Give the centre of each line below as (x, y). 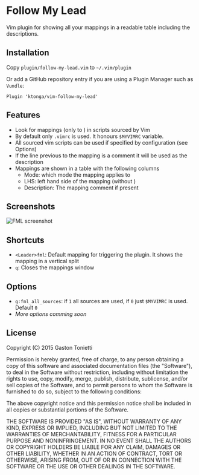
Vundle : (15, 85)
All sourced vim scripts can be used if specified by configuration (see (101, 142)
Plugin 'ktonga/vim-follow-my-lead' (52, 97)
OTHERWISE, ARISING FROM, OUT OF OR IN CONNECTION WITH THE (94, 460)
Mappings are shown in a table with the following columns (87, 168)
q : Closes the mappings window (55, 267)
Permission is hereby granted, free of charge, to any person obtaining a (95, 359)
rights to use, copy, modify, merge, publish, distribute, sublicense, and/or (97, 378)
